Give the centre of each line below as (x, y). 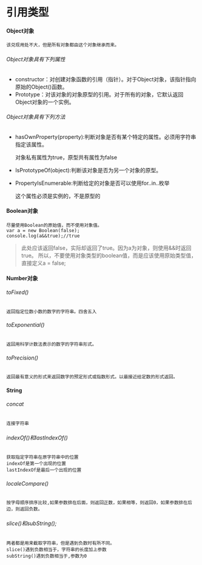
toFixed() (18, 292)
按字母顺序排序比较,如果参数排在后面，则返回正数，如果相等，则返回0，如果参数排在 (97, 503)
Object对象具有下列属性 (36, 59)
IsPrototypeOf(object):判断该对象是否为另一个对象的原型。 (88, 170)
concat (15, 404)
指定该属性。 (31, 144)
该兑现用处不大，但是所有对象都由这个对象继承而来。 (63, 45)
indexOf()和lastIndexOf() (37, 438)
